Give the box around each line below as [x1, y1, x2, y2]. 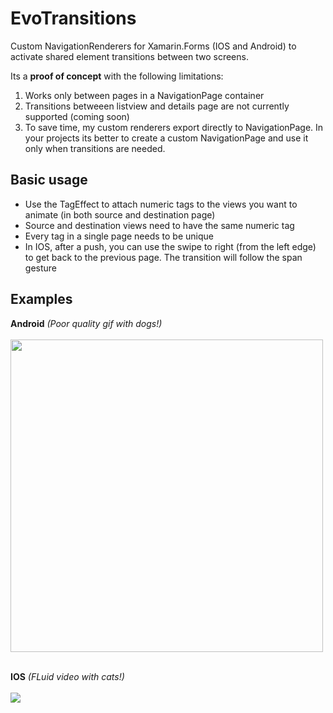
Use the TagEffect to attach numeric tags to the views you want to [24, 198, 298, 210]
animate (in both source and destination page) [24, 208, 216, 221]
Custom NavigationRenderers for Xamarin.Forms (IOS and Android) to [10, 40, 297, 52]
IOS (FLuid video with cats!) [10, 670, 125, 682]
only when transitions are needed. [24, 142, 166, 154]
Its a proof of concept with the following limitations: [10, 70, 224, 82]
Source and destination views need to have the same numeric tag [24, 219, 295, 231]
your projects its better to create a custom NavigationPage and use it [24, 132, 309, 144]
